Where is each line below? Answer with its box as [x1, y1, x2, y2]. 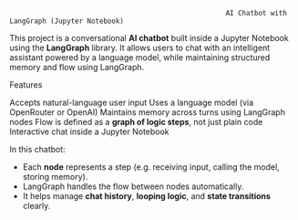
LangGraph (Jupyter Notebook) [9, 16, 125, 26]
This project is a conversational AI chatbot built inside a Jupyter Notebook [9, 33, 289, 43]
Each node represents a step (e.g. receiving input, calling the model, [22, 162, 280, 173]
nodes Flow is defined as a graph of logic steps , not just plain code [9, 117, 263, 127]
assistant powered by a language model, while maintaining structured [9, 52, 271, 63]
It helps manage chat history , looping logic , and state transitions [22, 191, 272, 201]
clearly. [22, 201, 51, 211]
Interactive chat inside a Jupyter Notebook [9, 126, 170, 137]
